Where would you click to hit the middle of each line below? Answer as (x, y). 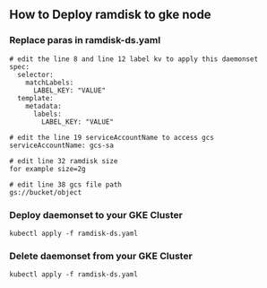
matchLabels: (50, 83)
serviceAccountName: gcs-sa (62, 145)
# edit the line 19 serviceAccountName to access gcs (112, 137)
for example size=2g (48, 169)
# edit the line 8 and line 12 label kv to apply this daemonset (133, 59)
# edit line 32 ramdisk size (64, 161)
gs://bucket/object (46, 192)
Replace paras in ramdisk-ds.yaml (85, 40)
